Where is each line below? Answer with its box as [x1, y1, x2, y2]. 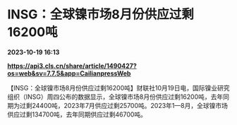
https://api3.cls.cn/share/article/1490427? [7, 61, 138, 70]
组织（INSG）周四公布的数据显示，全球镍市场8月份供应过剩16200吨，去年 [7, 93, 224, 101]
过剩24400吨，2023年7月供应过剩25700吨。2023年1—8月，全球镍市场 [19, 101, 228, 109]
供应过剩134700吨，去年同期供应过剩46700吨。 [7, 110, 147, 119]
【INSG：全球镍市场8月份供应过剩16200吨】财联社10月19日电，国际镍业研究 [7, 83, 230, 92]
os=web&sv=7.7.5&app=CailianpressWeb [7, 69, 131, 78]
